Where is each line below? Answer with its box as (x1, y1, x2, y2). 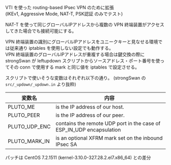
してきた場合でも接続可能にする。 (5, 28, 77, 34)
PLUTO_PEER (8, 112, 40, 118)
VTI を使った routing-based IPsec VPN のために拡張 (5, 5, 115, 10)
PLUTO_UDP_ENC (8, 123, 51, 130)
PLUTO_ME (8, 104, 35, 110)
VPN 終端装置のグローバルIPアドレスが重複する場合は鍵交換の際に (5, 51, 145, 57)
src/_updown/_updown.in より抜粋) (5, 81, 76, 87)
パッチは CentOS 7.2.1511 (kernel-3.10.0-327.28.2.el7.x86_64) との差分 (5, 154, 151, 160)
